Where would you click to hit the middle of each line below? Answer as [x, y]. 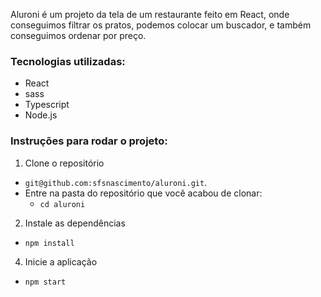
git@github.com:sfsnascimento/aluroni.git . [116, 182]
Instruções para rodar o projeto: [89, 141]
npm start [45, 282]
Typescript [47, 105]
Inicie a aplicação [61, 261]
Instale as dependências [75, 223]
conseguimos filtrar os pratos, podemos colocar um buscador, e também [161, 25]
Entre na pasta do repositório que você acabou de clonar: [143, 193]
